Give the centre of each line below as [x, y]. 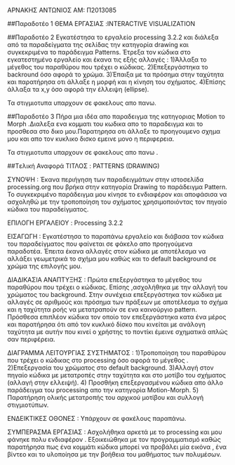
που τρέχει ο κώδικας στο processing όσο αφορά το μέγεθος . [98, 360]
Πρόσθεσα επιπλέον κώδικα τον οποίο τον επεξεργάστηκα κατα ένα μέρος [117, 317]
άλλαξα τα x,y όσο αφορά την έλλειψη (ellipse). [78, 89]
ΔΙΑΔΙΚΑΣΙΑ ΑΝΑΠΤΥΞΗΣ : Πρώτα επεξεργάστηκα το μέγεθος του [105, 280]
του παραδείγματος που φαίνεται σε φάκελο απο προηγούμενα [100, 244]
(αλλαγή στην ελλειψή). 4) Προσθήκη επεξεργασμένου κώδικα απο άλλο [115, 382]
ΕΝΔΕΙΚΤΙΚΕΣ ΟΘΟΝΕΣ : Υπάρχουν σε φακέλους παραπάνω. [97, 418]
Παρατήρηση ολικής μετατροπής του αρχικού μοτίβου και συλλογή [106, 397]
